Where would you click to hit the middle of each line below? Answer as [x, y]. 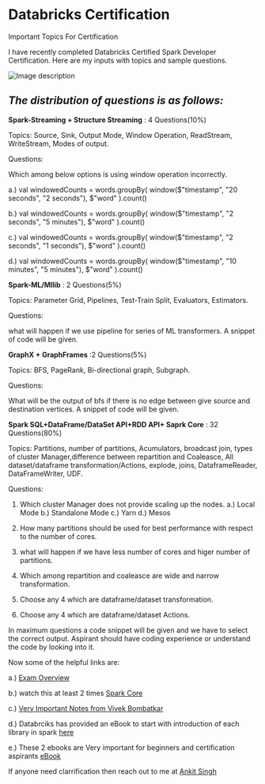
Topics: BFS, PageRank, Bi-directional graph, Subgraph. [99, 369]
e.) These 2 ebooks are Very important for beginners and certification [121, 748]
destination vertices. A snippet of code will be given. [94, 409]
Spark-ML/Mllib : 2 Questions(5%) [65, 285]
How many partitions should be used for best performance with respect [136, 528]
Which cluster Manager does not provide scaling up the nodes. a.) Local [137, 504]
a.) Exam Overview [39, 677]
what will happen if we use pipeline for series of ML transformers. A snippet [132, 331]
